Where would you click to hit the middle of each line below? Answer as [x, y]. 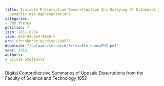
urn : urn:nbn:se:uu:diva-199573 [38, 41]
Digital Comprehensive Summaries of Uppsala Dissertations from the [74, 73]
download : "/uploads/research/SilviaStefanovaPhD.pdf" [62, 46]
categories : [17, 18]
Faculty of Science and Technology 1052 [46, 78]
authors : [14, 55]
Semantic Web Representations [40, 14]
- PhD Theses [18, 23]
